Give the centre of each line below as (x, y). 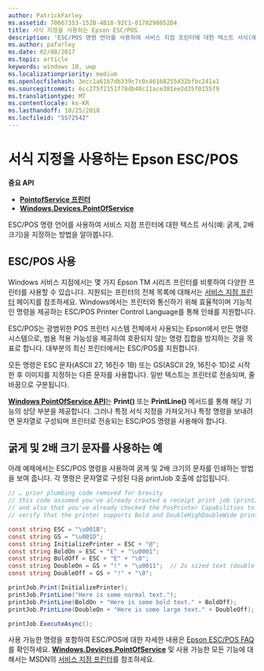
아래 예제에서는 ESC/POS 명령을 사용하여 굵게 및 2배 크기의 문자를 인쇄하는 (124, 469)
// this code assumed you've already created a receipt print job (119, 501)
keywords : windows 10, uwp (52, 67)
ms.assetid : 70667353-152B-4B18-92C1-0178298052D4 (93, 23)
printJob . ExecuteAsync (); (50, 624)
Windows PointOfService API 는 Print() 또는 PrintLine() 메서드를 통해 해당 (126, 401)
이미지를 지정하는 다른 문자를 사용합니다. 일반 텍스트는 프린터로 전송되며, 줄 (140, 374)
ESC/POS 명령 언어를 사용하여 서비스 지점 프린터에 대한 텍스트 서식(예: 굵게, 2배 (131, 224)
